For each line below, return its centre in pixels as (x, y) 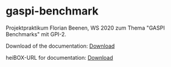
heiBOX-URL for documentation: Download (59, 57)
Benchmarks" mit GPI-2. (36, 34)
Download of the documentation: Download (60, 46)
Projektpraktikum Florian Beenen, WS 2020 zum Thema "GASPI (85, 28)
